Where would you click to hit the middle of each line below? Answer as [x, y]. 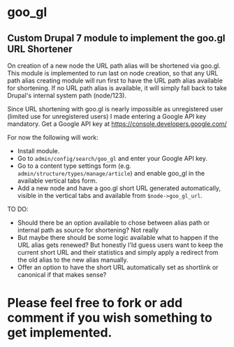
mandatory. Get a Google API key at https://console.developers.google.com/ [117, 124]
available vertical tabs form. [57, 180]
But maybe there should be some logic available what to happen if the [118, 238]
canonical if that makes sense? [62, 275]
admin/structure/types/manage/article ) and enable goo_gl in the [111, 173]
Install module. [38, 151]
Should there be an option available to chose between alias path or [114, 222]
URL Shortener [40, 49]
